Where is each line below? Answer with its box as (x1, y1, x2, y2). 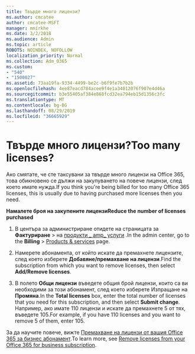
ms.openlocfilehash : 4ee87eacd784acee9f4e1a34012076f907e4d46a (6, 86, 165, 92)
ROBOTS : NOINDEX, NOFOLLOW (6, 47, 73, 53)
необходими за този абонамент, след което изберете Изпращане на (14, 286, 188, 293)
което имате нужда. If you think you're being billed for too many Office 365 (6, 184, 190, 191)
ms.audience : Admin (6, 36, 54, 42)
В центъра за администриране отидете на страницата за (14, 226, 159, 233)
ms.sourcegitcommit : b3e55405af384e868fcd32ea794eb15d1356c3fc (6, 91, 165, 97)
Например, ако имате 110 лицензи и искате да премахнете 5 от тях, (14, 305, 186, 312)
